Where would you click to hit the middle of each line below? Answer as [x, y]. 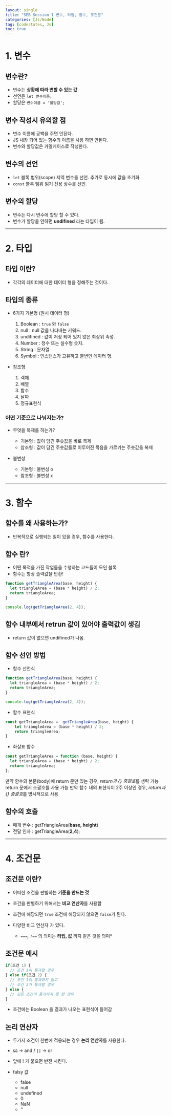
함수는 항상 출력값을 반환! [38, 574]
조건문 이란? [24, 879]
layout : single [21, 10]
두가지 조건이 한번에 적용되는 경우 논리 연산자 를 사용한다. [69, 1040]
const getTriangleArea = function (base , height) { [61, 756]
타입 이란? [20, 269]
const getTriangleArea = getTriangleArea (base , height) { [70, 722]
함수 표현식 [24, 712]
